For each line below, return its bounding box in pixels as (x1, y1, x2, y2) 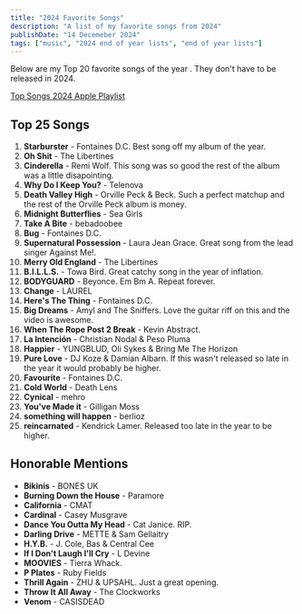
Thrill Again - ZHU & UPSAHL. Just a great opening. (23, 577, 219, 588)
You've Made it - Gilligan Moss (23, 401, 140, 413)
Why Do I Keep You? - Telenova (23, 180, 144, 190)
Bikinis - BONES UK (23, 480, 99, 491)
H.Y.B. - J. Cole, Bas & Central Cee (23, 538, 155, 549)
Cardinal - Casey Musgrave (23, 509, 128, 520)
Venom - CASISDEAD (23, 596, 105, 607)
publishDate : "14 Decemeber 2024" (10, 30, 141, 39)
